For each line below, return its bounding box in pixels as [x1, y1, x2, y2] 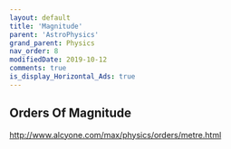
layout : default [9, 13, 71, 23]
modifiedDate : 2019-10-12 [9, 55, 107, 64]
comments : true [9, 64, 67, 73]
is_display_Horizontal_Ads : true [9, 72, 136, 81]
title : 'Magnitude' [9, 22, 83, 31]
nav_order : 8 [9, 47, 59, 56]
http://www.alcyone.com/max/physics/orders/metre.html [9, 129, 222, 140]
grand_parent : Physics [9, 38, 95, 48]
